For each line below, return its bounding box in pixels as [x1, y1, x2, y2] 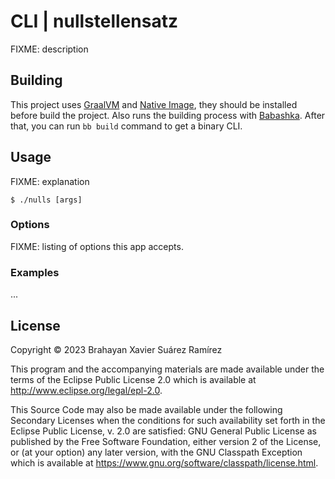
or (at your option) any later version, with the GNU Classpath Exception [10, 446, 303, 458]
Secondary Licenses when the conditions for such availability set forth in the [10, 414, 326, 426]
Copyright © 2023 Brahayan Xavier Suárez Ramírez [10, 343, 223, 355]
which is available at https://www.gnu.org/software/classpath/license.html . [10, 456, 319, 469]
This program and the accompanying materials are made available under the [10, 363, 325, 375]
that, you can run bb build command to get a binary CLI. [10, 120, 243, 132]
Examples [10, 265, 60, 279]
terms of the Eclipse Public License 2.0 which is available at [10, 373, 257, 385]
